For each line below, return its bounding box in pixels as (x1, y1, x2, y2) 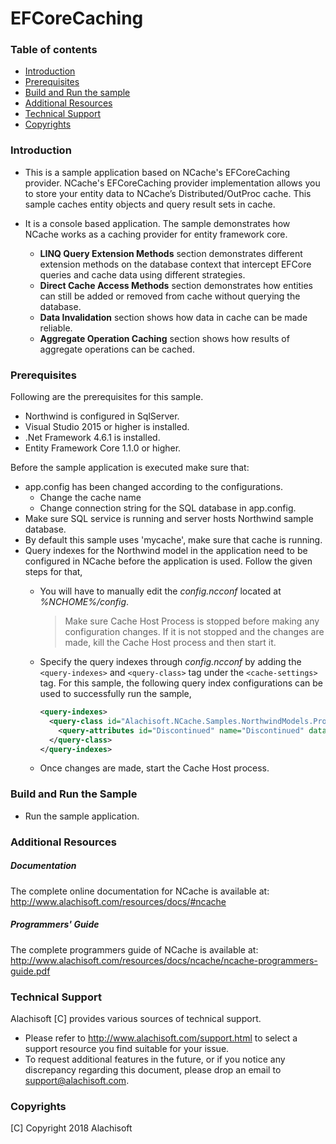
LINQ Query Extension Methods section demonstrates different (39, 247, 303, 259)
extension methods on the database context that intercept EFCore (39, 258, 312, 270)
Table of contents (10, 43, 98, 57)
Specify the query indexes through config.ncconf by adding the (39, 656, 302, 668)
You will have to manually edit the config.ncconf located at (39, 585, 282, 597)
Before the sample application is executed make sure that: (10, 462, 250, 474)
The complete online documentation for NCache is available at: (10, 885, 270, 897)
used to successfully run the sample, (39, 688, 192, 700)
